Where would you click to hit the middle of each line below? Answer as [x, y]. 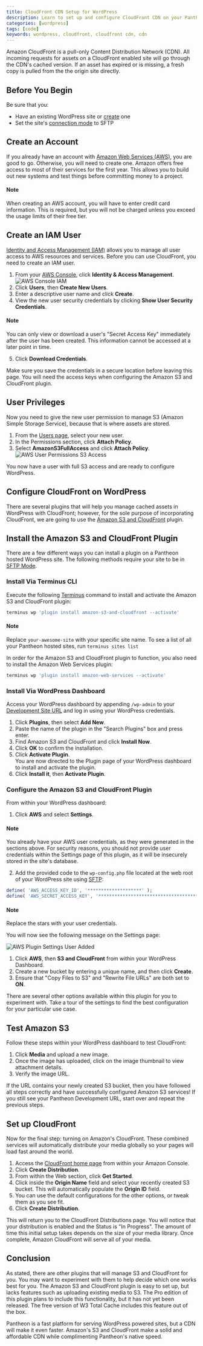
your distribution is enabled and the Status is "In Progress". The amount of [99, 1227]
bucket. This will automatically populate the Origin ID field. [88, 1189]
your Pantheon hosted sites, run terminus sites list [72, 646]
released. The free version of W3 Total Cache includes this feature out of [97, 1305]
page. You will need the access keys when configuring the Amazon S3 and [99, 377]
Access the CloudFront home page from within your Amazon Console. [102, 1163]
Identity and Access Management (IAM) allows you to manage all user [93, 250]
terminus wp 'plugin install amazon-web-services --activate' [86, 675]
